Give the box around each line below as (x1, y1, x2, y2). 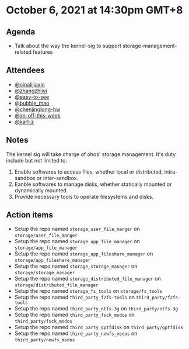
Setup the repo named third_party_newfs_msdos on (14, 330, 138, 337)
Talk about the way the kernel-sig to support (14, 42, 121, 49)
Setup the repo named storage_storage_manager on (14, 262, 138, 269)
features (33, 49, 53, 56)
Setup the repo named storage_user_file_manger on (14, 226, 140, 233)
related (14, 49, 32, 56)
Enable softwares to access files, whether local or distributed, (14, 168, 163, 175)
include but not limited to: (6, 157, 67, 164)
